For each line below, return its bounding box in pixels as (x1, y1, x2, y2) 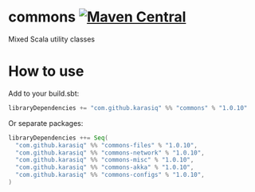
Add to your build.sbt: (8, 88, 80, 98)
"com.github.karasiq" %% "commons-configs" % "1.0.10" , (15, 171, 205, 179)
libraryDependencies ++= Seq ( (8, 134, 109, 142)
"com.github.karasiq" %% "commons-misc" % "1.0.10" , (15, 156, 194, 164)
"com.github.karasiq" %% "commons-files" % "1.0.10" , (15, 141, 198, 149)
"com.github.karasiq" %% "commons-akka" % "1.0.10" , (15, 163, 194, 171)
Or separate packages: (8, 118, 84, 127)
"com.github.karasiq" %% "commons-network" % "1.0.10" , (15, 148, 205, 157)
